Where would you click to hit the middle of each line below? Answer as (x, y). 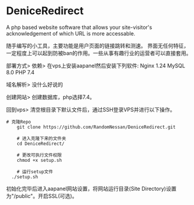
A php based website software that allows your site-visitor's (79, 27)
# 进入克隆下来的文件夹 (41, 138)
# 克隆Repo (19, 122)
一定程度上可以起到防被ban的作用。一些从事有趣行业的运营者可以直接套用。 (99, 53)
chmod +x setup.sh (39, 160)
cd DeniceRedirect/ (41, 144)
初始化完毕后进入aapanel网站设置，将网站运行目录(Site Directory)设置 (91, 188)
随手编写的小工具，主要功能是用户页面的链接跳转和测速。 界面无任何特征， (98, 45)
